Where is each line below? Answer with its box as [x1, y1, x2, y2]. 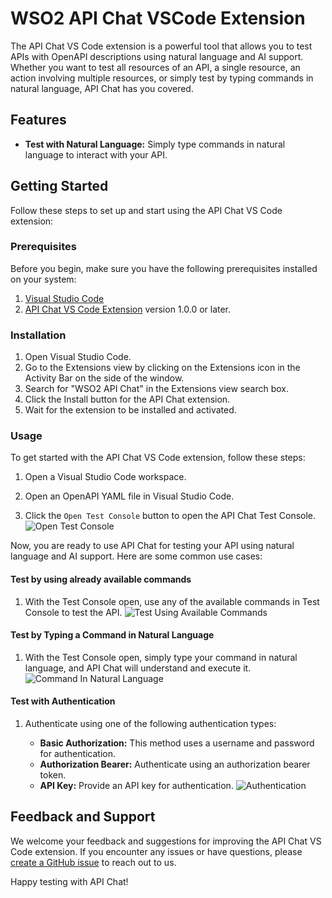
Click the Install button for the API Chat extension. [24, 393, 231, 406]
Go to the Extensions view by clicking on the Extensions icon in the [24, 362, 301, 374]
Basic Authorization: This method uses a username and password [39, 737, 315, 749]
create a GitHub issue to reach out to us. [10, 856, 177, 868]
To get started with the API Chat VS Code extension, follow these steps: [10, 452, 306, 464]
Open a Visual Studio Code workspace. [24, 471, 187, 483]
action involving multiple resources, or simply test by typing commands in [10, 72, 314, 84]
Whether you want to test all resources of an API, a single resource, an [10, 61, 301, 73]
